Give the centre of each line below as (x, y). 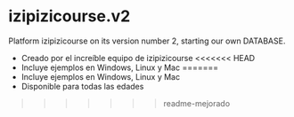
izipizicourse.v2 (69, 16)
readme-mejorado (197, 103)
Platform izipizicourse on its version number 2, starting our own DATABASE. (147, 41)
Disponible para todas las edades (82, 86)
